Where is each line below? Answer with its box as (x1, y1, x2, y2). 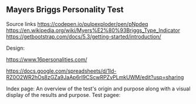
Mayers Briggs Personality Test (6, 5, 124, 15)
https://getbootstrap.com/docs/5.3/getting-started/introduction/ (6, 32, 162, 40)
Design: (6, 44, 25, 51)
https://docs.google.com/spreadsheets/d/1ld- (6, 67, 117, 74)
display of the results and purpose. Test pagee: (6, 91, 121, 98)
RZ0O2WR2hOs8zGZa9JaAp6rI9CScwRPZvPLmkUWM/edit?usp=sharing (6, 73, 184, 80)
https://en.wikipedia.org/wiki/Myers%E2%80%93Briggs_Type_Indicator (6, 27, 181, 34)
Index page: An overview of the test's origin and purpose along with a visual (6, 85, 191, 92)
